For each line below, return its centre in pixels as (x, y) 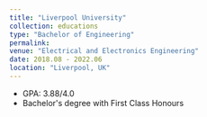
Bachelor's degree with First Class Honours (103, 103)
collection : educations (54, 26)
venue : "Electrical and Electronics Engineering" (104, 51)
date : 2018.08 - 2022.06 (56, 59)
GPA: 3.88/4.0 (48, 93)
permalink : (30, 43)
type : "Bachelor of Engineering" (72, 34)
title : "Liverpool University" (68, 18)
